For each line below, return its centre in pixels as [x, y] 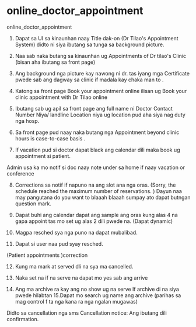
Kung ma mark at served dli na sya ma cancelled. [74, 266]
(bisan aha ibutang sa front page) [55, 62]
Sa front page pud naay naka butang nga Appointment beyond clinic [97, 132]
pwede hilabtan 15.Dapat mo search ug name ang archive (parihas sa [98, 295]
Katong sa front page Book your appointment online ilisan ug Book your [101, 91]
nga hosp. [27, 121]
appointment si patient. [43, 156]
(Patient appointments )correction [47, 255]
